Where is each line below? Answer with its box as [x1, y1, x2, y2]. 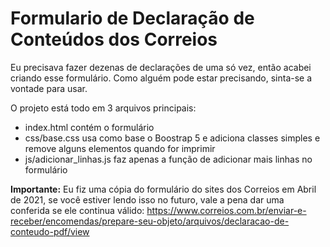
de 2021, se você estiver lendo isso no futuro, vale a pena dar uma [10, 193, 285, 206]
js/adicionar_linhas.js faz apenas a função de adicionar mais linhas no [24, 153, 313, 165]
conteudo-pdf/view [10, 225, 90, 237]
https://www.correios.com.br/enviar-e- [146, 204, 307, 216]
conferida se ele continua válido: [10, 204, 145, 216]
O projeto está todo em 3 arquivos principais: [10, 102, 197, 114]
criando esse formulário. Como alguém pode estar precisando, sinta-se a [10, 72, 313, 84]
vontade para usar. [10, 82, 88, 94]
